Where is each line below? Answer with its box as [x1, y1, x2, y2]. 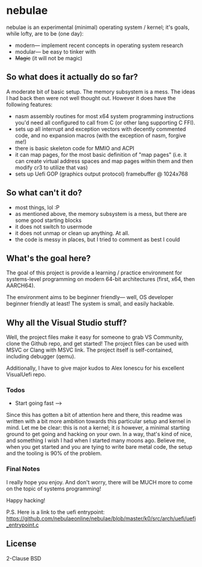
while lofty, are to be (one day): [6, 30, 84, 37]
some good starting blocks [14, 217, 82, 224]
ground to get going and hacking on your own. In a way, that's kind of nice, [6, 431, 193, 438]
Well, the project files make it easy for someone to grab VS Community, [6, 334, 184, 341]
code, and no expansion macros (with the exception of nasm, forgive [14, 131, 186, 139]
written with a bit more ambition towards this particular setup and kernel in [6, 417, 191, 425]
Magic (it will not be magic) [14, 54, 83, 62]
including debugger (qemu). [6, 353, 76, 360]
